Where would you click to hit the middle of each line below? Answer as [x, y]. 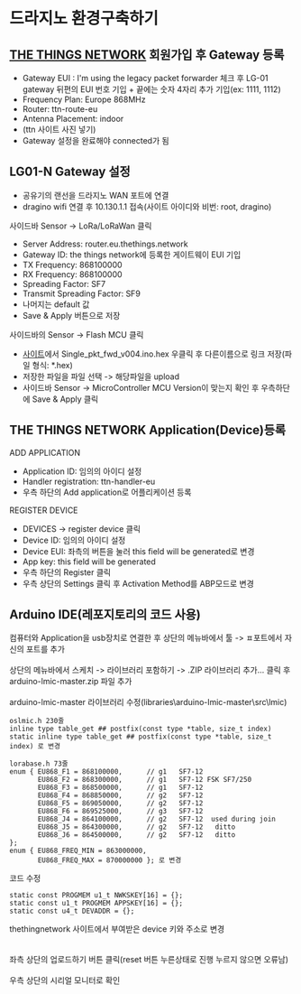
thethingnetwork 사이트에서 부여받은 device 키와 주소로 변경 [117, 929]
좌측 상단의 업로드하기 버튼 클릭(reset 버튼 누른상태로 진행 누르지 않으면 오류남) [149, 960]
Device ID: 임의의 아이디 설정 [74, 540]
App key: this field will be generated [89, 562]
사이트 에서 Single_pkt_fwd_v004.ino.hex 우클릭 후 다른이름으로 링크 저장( [154, 354]
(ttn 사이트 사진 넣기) [59, 129]
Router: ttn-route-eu [60, 109]
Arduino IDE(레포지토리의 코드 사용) [105, 615]
